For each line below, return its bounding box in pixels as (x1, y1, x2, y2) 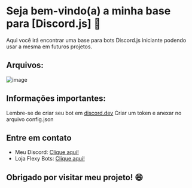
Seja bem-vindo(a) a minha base (6, 4, 171, 18)
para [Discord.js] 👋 (6, 17, 101, 30)
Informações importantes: (6, 94, 106, 104)
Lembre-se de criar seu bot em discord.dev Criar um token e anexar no (6, 109, 182, 116)
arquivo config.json (6, 115, 54, 123)
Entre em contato (6, 132, 72, 143)
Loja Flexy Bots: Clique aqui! (14, 155, 85, 162)
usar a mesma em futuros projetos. (6, 43, 93, 50)
